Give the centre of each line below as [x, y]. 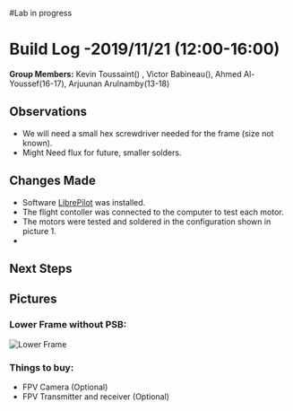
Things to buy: [42, 367]
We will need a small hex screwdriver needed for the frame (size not [148, 133]
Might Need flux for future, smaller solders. [102, 153]
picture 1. [39, 231]
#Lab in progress [41, 13]
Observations [48, 112]
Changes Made [52, 181]
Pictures [33, 299]
